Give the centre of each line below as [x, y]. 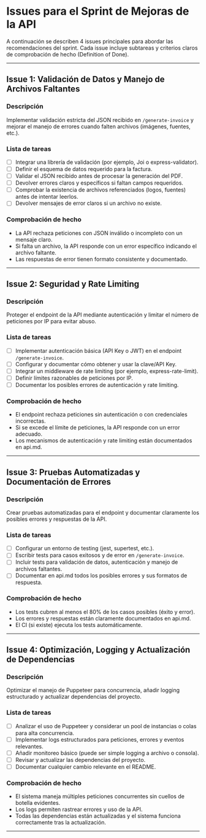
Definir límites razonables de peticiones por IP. [74, 378]
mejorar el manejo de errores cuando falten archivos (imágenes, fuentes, [99, 126]
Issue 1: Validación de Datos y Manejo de [86, 79]
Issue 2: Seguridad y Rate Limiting [73, 284]
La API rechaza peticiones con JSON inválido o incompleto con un [99, 233]
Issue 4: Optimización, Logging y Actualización [98, 650]
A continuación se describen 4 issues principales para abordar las [90, 41]
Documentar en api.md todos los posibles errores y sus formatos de [101, 575]
